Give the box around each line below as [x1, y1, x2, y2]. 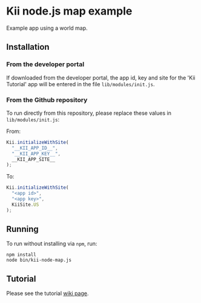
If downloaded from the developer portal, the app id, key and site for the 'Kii [6, 74, 196, 81]
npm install [6, 252, 36, 258]
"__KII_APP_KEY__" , [12, 151, 61, 157]
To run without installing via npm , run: [6, 240, 97, 247]
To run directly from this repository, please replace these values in [6, 109, 171, 117]
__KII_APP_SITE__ [12, 156, 56, 162]
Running [6, 224, 39, 234]
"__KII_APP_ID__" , [12, 145, 59, 151]
